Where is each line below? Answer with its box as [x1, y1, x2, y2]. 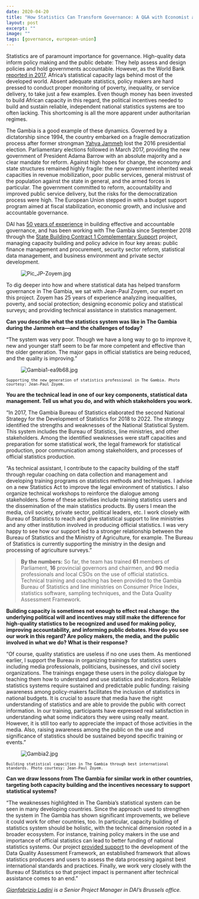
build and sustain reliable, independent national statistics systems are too [6, 103, 185, 110]
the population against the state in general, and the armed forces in [6, 177, 171, 185]
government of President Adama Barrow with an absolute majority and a [6, 153, 182, 159]
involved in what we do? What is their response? [6, 639, 128, 646]
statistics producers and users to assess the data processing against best [6, 856, 187, 863]
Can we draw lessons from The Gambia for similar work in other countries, [6, 775, 193, 782]
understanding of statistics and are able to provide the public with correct [6, 701, 185, 708]
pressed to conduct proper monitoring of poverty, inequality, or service [6, 84, 179, 91]
